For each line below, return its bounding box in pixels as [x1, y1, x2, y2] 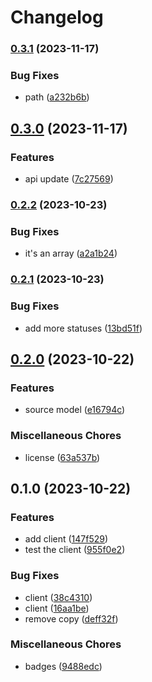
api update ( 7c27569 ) [24, 173, 114, 185]
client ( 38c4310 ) [24, 591, 93, 603]
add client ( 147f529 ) [24, 533, 109, 545]
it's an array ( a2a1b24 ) [24, 247, 118, 260]
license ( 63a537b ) [24, 451, 101, 463]
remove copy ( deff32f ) [24, 612, 119, 625]
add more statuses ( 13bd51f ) [24, 322, 143, 334]
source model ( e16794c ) [24, 404, 126, 416]
